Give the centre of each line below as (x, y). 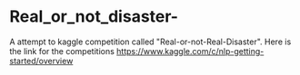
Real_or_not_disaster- (94, 17)
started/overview (41, 61)
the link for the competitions (62, 51)
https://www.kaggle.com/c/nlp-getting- (190, 51)
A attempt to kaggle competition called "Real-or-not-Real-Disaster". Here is (150, 42)
